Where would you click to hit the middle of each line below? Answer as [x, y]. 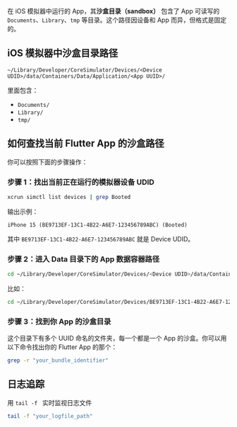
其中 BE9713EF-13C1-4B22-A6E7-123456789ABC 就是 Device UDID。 [101, 239]
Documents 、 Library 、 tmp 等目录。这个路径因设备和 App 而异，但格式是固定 [117, 20]
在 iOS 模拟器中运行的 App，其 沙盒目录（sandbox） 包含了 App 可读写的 [114, 11]
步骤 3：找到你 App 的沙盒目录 [59, 321]
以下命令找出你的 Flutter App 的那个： [62, 347]
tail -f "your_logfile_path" [50, 416]
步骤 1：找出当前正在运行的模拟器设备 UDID [81, 182]
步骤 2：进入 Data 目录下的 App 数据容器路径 [84, 259]
